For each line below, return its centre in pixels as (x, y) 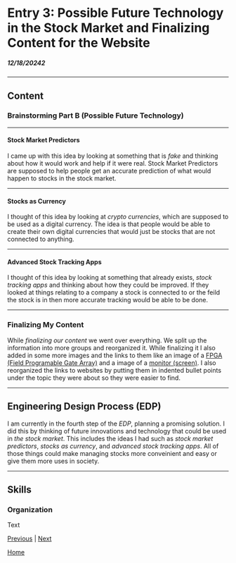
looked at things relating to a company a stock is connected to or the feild (114, 292)
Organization (30, 509)
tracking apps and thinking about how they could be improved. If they (108, 285)
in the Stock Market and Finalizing (109, 28)
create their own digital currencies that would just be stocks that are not (111, 232)
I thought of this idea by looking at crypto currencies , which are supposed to (118, 217)
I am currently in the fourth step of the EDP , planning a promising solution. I (116, 423)
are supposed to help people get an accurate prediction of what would (109, 171)
